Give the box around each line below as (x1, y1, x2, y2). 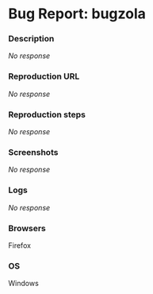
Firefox (8, 240, 32, 250)
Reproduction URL (8, 71, 80, 82)
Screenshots (8, 147, 59, 157)
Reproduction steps (8, 109, 86, 120)
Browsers (8, 222, 46, 234)
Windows (8, 279, 40, 288)
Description (8, 33, 55, 44)
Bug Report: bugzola (8, 5, 147, 23)
